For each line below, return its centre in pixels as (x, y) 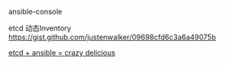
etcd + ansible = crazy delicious (62, 53)
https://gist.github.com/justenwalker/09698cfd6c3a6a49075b (112, 37)
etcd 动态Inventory (40, 28)
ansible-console (35, 12)
